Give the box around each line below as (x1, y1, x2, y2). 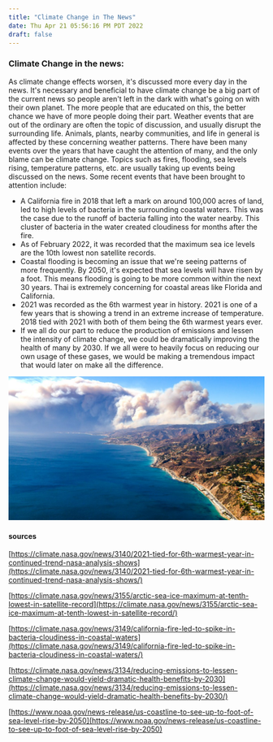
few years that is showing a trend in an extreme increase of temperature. (19, 308, 264, 318)
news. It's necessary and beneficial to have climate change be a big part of (8, 85, 260, 95)
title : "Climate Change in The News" (8, 13, 136, 21)
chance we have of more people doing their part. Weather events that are (8, 111, 254, 121)
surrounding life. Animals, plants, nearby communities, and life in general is (8, 128, 260, 138)
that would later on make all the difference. (19, 360, 164, 370)
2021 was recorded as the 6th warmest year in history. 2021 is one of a (19, 299, 258, 309)
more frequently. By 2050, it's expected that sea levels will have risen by (19, 265, 263, 275)
